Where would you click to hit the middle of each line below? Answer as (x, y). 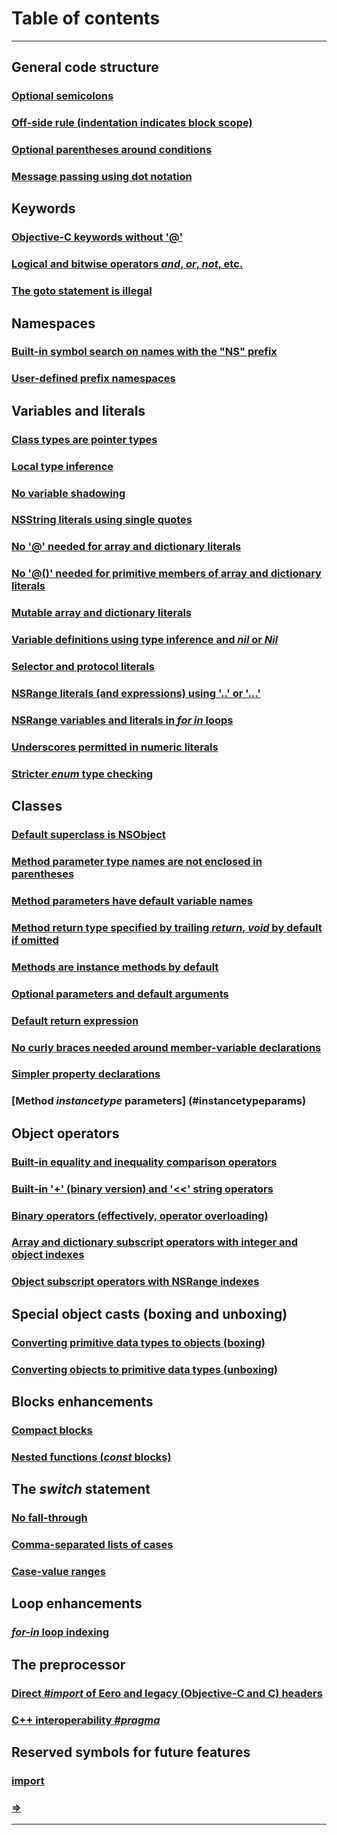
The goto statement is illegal (82, 291)
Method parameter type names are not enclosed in (137, 862)
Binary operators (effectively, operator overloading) (140, 1215)
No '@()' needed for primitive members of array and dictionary (166, 574)
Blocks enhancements (82, 1402)
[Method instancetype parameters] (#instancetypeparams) (159, 1101)
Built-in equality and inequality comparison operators (144, 1162)
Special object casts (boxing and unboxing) (149, 1313)
